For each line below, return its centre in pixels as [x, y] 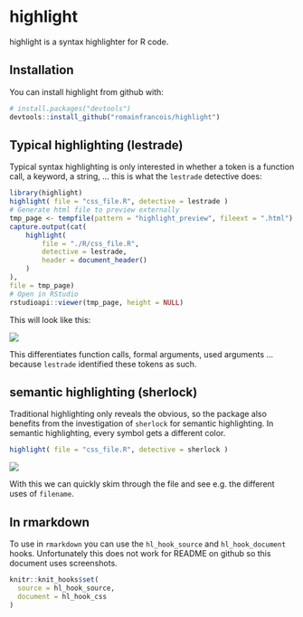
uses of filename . [42, 494]
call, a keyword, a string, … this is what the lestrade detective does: [136, 176]
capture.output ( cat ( [48, 227]
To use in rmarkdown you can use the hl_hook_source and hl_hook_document [148, 544]
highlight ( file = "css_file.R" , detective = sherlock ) [119, 450]
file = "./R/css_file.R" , [91, 243]
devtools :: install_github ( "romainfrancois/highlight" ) [115, 117]
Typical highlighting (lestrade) [96, 145]
